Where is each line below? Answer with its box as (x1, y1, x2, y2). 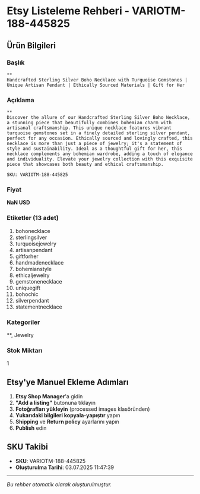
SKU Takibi (7, 442, 48, 452)
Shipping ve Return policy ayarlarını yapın (15, 418, 119, 426)
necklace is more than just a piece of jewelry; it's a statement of (7, 141, 183, 147)
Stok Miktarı (7, 346, 43, 354)
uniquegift (15, 284, 41, 291)
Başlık (7, 58, 25, 67)
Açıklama (7, 96, 34, 104)
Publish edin (15, 424, 47, 432)
